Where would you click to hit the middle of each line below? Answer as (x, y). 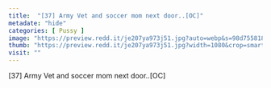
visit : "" (25, 53)
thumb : (19, 46)
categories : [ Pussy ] (46, 30)
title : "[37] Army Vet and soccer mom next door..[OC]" (106, 16)
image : (19, 38)
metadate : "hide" (38, 23)
